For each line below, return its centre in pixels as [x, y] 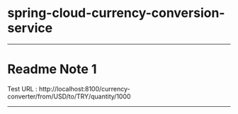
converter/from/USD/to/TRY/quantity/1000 [69, 96]
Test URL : [22, 89]
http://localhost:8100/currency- [85, 89]
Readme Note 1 [52, 69]
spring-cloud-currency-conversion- [116, 13]
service [30, 28]
